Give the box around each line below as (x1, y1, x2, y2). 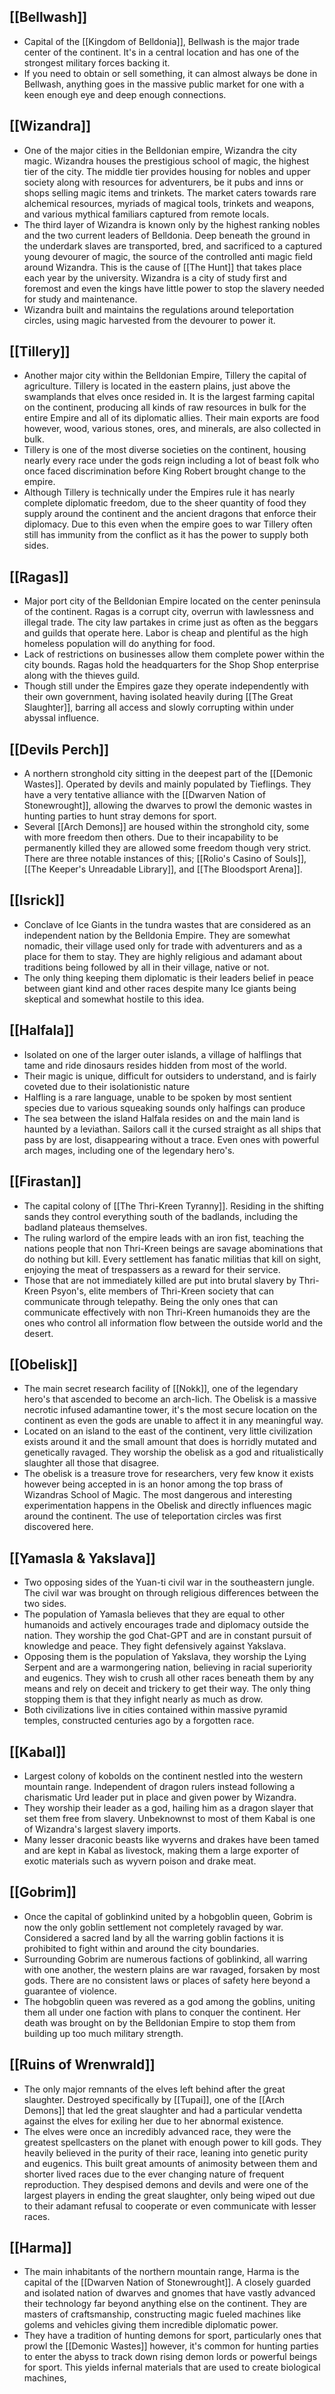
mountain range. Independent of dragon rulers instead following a (23, 1780, 296, 1792)
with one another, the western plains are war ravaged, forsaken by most (23, 1963, 321, 1975)
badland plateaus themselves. (23, 1221, 148, 1233)
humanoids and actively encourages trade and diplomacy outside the (23, 1619, 309, 1631)
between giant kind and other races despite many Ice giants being (23, 982, 297, 994)
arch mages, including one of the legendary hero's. (23, 1144, 236, 1156)
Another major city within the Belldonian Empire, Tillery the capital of (23, 370, 307, 382)
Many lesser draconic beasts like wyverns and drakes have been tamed (23, 1833, 320, 1845)
